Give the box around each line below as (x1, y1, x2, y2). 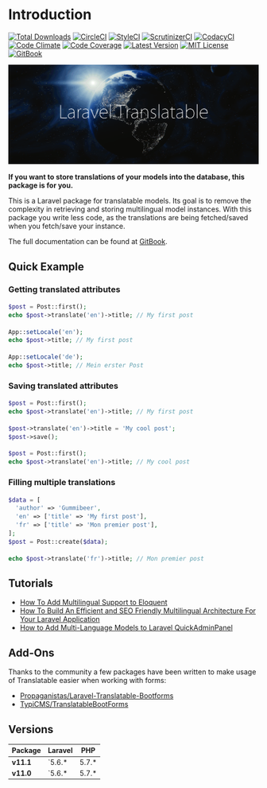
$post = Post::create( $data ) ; (8, 538, 109, 545)
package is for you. (8, 181, 74, 190)
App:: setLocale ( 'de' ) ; (8, 353, 83, 361)
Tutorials (8, 576, 53, 590)
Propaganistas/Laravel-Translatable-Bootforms (19, 691, 174, 701)
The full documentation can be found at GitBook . (8, 237, 168, 246)
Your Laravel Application (19, 615, 101, 624)
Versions (8, 722, 54, 736)
